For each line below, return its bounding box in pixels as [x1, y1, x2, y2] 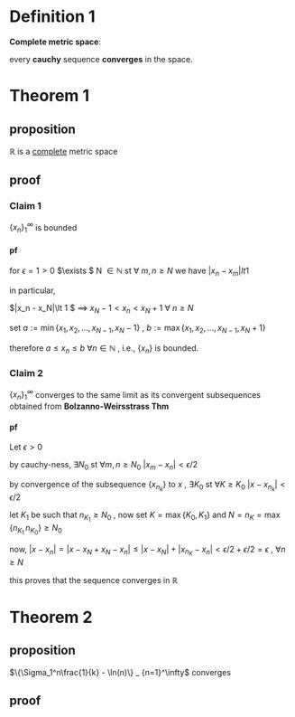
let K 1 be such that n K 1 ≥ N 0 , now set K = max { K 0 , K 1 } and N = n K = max [9, 509, 281, 524]
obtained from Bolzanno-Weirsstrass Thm [9, 401, 170, 412]
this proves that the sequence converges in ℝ [9, 574, 179, 585]
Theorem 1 [9, 86, 90, 106]
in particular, [9, 285, 56, 296]
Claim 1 [9, 200, 42, 212]
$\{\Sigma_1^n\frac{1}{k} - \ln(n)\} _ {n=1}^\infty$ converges [9, 666, 232, 677]
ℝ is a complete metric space [9, 146, 118, 156]
